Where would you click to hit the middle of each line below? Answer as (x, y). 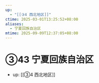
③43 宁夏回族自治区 (49, 60)
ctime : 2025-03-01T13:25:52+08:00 (42, 19)
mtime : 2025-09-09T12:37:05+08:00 (42, 33)
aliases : (14, 24)
